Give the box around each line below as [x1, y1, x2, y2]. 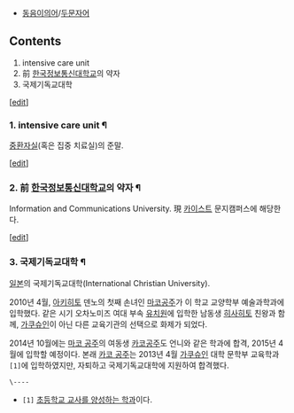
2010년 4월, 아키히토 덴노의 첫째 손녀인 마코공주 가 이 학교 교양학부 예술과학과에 [9, 296, 285, 308]
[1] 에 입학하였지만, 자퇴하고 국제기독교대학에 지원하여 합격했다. [9, 360, 229, 370]
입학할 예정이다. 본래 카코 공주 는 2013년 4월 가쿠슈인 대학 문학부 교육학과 [25, 348, 280, 359]
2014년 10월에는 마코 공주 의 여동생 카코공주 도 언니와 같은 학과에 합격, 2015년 [9, 338, 277, 348]
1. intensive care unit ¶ [9, 119, 108, 131]
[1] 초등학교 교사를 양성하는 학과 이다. [21, 394, 153, 405]
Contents [9, 34, 62, 49]
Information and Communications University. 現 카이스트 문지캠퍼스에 [9, 203, 258, 214]
